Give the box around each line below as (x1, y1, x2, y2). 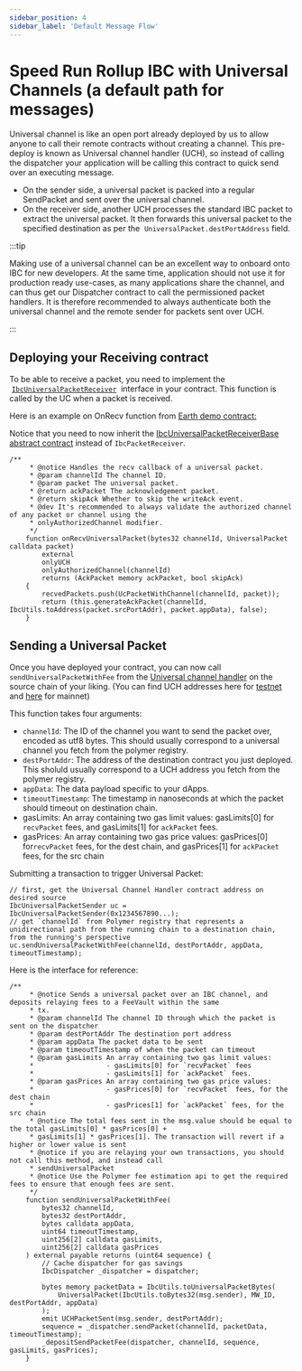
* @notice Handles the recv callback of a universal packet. (29, 463, 264, 473)
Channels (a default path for (9, 80, 224, 100)
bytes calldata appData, (41, 1219, 135, 1229)
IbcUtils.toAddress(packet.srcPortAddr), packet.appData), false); (9, 606, 269, 615)
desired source (9, 894, 67, 903)
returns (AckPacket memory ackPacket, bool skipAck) (41, 574, 244, 583)
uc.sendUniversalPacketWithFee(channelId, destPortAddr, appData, (9, 941, 264, 950)
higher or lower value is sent (9, 1141, 127, 1150)
